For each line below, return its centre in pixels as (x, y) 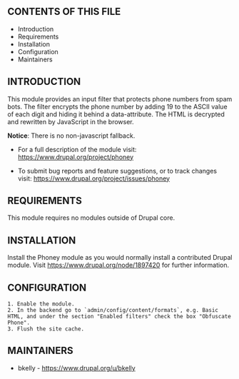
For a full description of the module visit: (77, 149)
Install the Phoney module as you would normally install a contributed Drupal (120, 258)
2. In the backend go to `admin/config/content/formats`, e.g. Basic (113, 310)
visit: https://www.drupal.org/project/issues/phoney (93, 178)
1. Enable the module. (41, 304)
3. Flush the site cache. (46, 329)
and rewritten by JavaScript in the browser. (71, 121)
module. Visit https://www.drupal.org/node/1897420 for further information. (118, 265)
